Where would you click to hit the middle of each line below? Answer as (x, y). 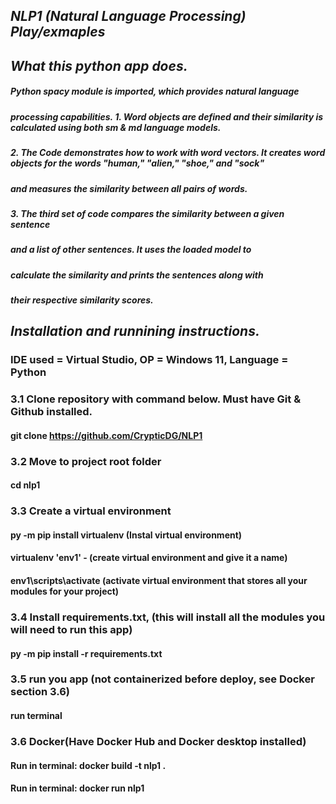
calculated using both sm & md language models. (116, 127)
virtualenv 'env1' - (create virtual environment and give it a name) (149, 558)
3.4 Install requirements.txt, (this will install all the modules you (168, 617)
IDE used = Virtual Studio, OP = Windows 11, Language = (149, 360)
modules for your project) (65, 591)
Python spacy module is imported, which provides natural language (155, 91)
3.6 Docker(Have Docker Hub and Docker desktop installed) (158, 741)
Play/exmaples (58, 32)
